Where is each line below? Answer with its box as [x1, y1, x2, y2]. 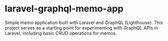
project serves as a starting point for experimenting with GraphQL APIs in [5, 24, 158, 30]
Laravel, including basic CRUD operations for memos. [5, 30, 117, 36]
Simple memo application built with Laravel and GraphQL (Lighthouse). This [5, 19, 163, 25]
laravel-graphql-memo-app [5, 3, 124, 14]
